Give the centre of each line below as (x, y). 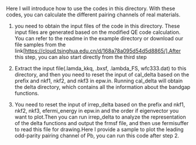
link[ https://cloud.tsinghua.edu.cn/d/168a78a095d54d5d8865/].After (98, 51)
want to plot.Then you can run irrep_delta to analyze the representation (100, 117)
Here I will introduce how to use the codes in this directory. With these (91, 8)
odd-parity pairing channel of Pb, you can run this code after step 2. (97, 136)
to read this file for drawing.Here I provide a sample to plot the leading (99, 129)
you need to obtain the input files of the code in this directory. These (97, 26)
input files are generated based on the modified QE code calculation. (97, 32)
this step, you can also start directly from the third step (81, 57)
